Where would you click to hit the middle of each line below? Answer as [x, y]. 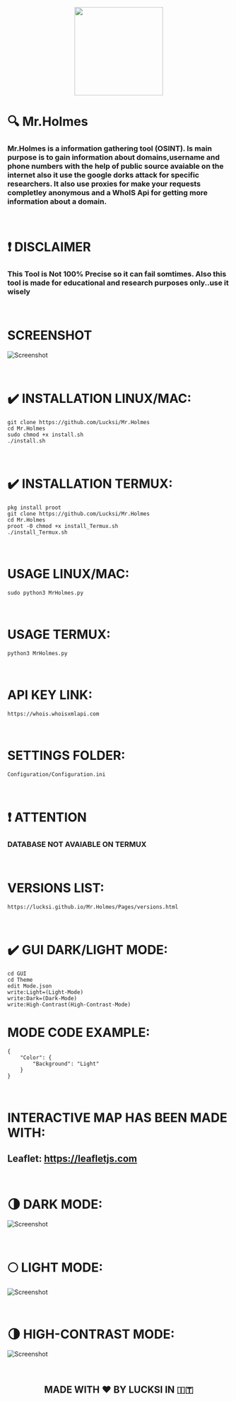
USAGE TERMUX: [59, 634]
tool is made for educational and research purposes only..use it [118, 283]
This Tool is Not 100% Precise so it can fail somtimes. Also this [117, 274]
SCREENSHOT [50, 335]
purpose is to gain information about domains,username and [114, 158]
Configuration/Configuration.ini [57, 774]
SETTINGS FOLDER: [66, 755]
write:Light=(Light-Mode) [45, 992]
